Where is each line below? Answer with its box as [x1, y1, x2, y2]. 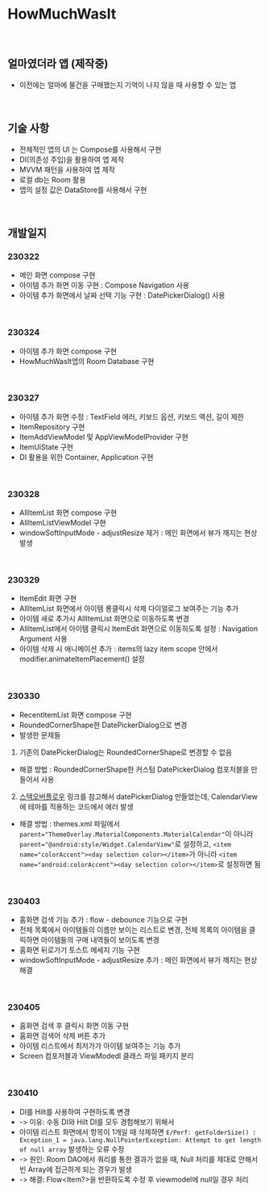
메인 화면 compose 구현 [19, 270, 96, 280]
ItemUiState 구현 [19, 441, 74, 452]
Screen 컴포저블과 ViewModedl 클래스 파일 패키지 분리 [19, 1051, 194, 1061]
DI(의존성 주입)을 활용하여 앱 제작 [19, 154, 125, 164]
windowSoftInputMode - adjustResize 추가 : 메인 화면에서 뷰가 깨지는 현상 [19, 956, 258, 965]
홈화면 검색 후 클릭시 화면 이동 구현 [19, 1021, 130, 1031]
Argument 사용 [19, 634, 68, 644]
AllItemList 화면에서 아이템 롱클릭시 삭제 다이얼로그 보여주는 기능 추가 [19, 604, 239, 613]
